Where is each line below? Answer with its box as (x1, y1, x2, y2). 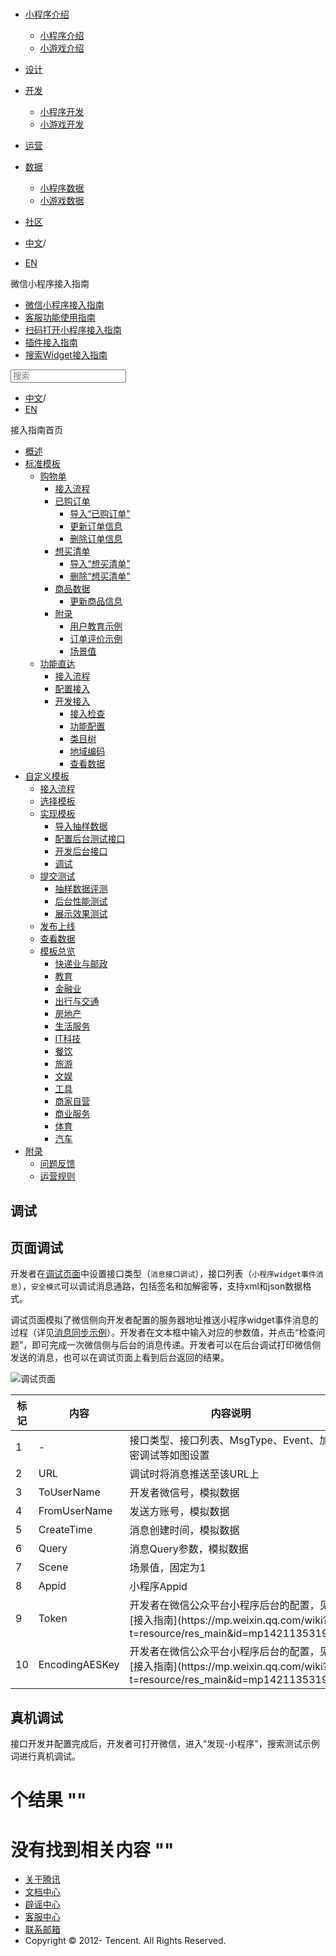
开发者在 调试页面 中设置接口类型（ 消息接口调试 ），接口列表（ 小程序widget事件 (10, 1268, 317, 1280)
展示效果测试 (54, 908, 108, 920)
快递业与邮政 (54, 958, 108, 970)
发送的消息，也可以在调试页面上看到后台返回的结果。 (10, 1352, 230, 1364)
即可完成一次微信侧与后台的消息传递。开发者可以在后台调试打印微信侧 (31, 1339, 322, 1351)
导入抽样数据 (54, 820, 108, 832)
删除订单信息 (69, 533, 123, 545)
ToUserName (38, 1485, 101, 1499)
